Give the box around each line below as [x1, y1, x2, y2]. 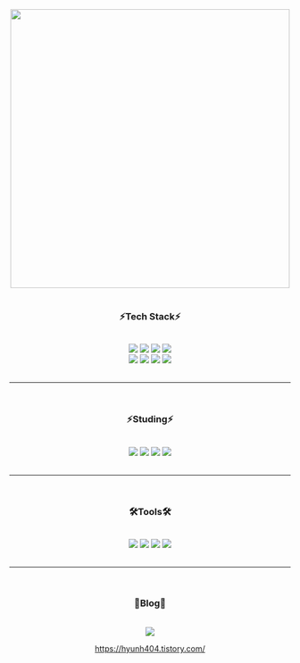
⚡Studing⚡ [126, 413, 174, 426]
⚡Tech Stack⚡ [119, 310, 181, 322]
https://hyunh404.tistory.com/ [95, 643, 205, 654]
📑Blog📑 [133, 597, 167, 609]
